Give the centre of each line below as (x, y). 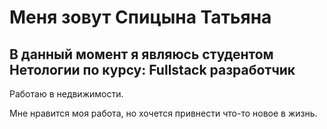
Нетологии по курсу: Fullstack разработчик (152, 69)
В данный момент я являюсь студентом (141, 54)
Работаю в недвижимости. (66, 94)
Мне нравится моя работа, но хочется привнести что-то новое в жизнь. (163, 113)
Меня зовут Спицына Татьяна (140, 17)
